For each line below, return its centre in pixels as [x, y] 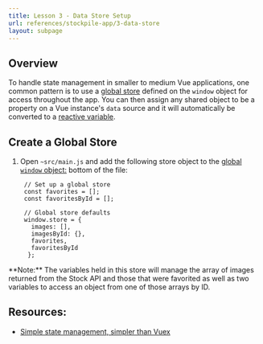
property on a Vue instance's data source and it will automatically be [122, 109]
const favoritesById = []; [69, 199]
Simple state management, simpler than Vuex [95, 331]
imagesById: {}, [58, 234]
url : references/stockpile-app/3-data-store [84, 23]
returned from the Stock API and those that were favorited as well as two [129, 278]
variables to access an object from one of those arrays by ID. [109, 287]
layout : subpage [35, 31]
